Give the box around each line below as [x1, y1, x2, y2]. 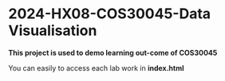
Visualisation [8, 21, 97, 40]
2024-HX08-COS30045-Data [8, 5, 211, 23]
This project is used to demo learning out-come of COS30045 [8, 48, 218, 57]
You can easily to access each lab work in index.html [8, 63, 185, 72]
